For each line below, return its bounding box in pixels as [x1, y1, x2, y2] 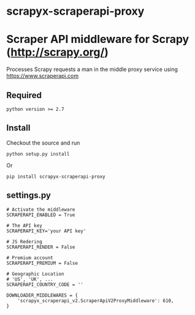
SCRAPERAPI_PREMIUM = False [6, 260, 78, 266]
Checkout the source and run [6, 139, 80, 146]
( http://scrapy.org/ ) [6, 45, 109, 59]
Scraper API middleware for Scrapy [6, 32, 189, 47]
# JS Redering [6, 238, 43, 245]
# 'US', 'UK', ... [6, 276, 53, 283]
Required [6, 90, 42, 101]
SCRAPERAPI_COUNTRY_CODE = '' [6, 281, 84, 287]
